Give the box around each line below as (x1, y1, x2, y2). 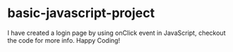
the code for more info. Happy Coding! (7, 36, 121, 44)
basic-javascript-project (7, 5, 155, 21)
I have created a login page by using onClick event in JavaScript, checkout (7, 28, 226, 37)
